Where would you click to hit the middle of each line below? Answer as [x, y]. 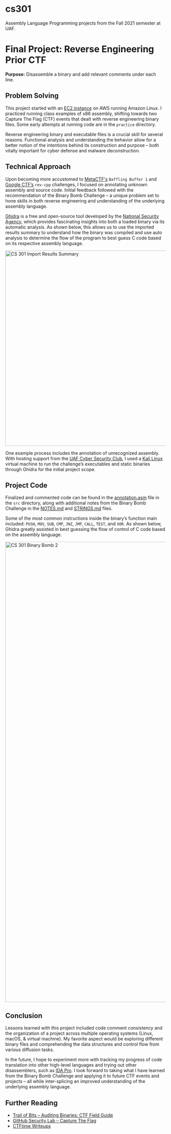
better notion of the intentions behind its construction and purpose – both [82, 145]
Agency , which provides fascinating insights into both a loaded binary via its [85, 221]
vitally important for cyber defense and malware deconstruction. [73, 150]
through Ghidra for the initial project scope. [50, 469]
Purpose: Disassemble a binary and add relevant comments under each [81, 74]
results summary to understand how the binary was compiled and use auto [84, 232]
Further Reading [32, 1103]
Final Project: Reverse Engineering [80, 49]
